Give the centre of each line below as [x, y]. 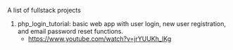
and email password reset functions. [70, 31]
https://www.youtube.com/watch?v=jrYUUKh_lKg [100, 39]
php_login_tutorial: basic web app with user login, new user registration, [122, 24]
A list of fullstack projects [44, 10]
